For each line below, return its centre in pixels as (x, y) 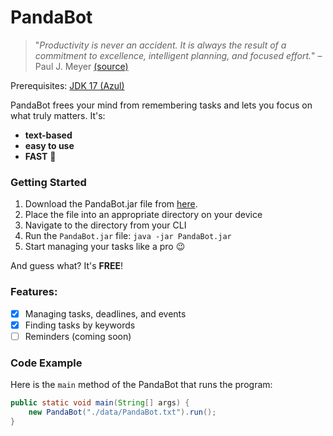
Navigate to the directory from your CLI (105, 225)
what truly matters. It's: (58, 115)
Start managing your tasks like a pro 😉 (105, 247)
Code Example (46, 363)
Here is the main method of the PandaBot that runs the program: (141, 385)
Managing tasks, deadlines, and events (105, 313)
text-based (48, 135)
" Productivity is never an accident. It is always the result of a (160, 45)
